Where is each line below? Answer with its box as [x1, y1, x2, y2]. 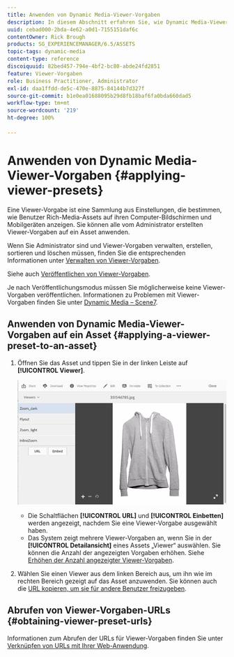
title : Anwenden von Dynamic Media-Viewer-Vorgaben [7, 11, 160, 18]
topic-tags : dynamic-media [7, 48, 86, 55]
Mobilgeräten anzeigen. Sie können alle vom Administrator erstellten [7, 220, 203, 228]
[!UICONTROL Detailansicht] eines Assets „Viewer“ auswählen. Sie [27, 541, 221, 549]
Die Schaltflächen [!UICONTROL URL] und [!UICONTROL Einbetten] [27, 511, 224, 519]
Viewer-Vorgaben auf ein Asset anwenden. [7, 228, 130, 236]
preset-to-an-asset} [7, 340, 97, 352]
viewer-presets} [7, 182, 104, 198]
